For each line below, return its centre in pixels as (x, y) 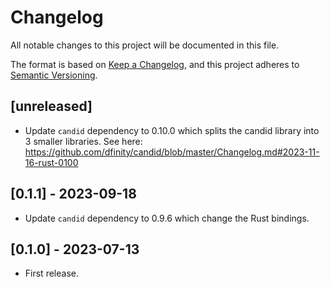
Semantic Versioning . (54, 75)
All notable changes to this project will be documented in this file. (145, 45)
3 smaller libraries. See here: (83, 141)
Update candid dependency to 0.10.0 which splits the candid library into (172, 130)
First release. (51, 273)
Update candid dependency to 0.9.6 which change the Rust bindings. (167, 218)
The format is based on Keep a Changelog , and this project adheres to (155, 64)
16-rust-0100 (51, 162)
